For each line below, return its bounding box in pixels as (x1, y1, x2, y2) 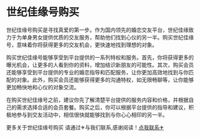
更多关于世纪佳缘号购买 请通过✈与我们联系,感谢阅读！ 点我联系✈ (6, 123, 164, 131)
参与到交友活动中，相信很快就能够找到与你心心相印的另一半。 (16, 111, 168, 118)
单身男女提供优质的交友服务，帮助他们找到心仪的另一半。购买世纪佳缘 (21, 33, 194, 41)
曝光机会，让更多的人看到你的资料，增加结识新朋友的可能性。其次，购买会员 (6, 61, 194, 68)
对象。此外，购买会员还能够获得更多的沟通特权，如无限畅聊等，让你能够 (16, 76, 194, 83)
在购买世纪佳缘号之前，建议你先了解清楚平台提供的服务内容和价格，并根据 (6, 96, 189, 103)
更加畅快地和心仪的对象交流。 (6, 83, 79, 91)
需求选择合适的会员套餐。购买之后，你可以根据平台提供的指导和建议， (16, 104, 189, 111)
